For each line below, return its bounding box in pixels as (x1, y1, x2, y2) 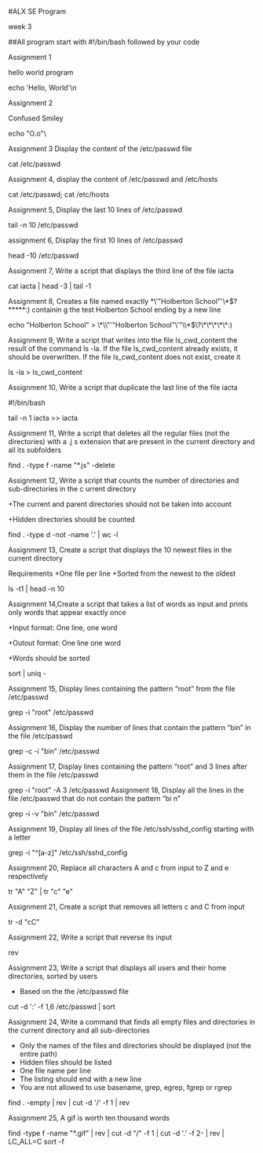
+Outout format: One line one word (8, 638, 122, 647)
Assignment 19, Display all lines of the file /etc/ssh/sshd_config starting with (8, 825, 254, 833)
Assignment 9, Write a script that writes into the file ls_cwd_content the (8, 336, 238, 345)
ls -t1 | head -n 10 (8, 584, 65, 593)
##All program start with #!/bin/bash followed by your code (8, 37, 200, 46)
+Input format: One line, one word (8, 623, 118, 632)
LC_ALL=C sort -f (8, 1137, 64, 1146)
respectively (8, 872, 49, 881)
